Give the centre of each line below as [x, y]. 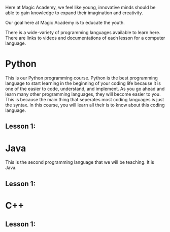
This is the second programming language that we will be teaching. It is [80, 162]
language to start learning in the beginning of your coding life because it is [83, 83]
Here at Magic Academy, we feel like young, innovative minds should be [80, 7]
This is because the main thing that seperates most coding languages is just [84, 99]
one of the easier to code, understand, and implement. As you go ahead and [85, 89]
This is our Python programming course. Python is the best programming [82, 78]
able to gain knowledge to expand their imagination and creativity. [74, 13]
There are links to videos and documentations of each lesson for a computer [85, 38]
